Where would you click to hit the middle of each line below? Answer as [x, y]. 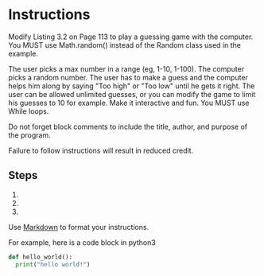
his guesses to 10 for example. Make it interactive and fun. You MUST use [129, 103]
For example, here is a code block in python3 [82, 242]
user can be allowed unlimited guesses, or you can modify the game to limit [132, 94]
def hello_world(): [41, 257]
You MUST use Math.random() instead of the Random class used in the [124, 45]
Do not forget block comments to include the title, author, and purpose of [128, 126]
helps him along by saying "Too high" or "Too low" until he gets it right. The [132, 86]
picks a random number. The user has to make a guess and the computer [128, 77]
